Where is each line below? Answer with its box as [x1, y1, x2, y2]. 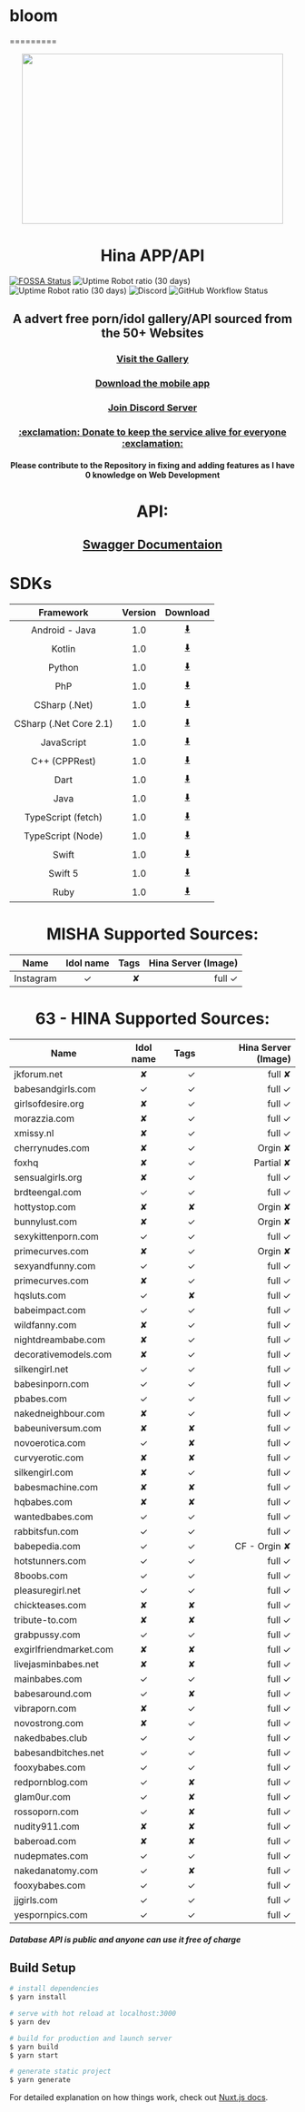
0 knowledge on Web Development [84, 469, 221, 480]
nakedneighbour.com [14, 1407, 105, 1419]
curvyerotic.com [14, 1451, 84, 1464]
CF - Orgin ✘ [234, 1539, 291, 1552]
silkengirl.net [14, 1362, 69, 1375]
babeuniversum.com [14, 1421, 102, 1434]
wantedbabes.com [14, 1510, 93, 1523]
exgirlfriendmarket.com [14, 1643, 114, 1655]
